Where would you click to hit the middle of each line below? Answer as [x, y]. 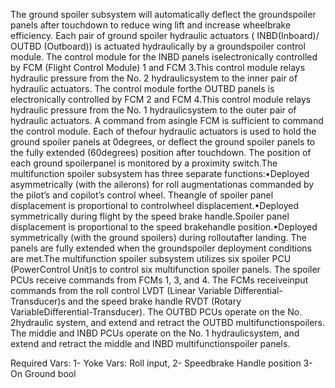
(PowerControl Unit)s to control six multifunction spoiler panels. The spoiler [165, 269]
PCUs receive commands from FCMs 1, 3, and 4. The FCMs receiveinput [159, 280]
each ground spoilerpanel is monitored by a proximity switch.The [144, 163]
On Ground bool [43, 373]
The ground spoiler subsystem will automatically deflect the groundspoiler [163, 14]
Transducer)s [38, 301]
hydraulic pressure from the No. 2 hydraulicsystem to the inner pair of [154, 78]
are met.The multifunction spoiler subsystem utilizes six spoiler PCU [151, 258]
